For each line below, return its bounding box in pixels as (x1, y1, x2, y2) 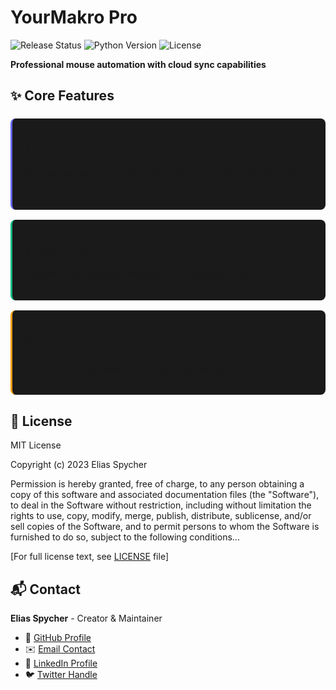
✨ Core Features (10, 87, 115, 105)
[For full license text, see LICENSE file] (10, 551, 169, 563)
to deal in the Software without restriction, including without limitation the (10, 499, 312, 511)
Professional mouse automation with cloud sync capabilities (10, 58, 267, 70)
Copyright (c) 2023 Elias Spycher (10, 459, 148, 471)
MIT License (10, 439, 62, 451)
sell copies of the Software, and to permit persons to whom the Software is (10, 521, 320, 533)
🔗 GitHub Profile (24, 631, 92, 643)
